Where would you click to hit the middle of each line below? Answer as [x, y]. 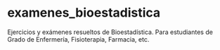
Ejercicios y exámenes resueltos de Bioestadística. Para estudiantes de [110, 32]
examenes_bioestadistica [84, 13]
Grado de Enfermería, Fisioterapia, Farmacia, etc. [78, 39]
